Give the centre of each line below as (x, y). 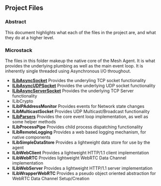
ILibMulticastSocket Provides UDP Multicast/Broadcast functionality (81, 111)
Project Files (24, 8)
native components (31, 137)
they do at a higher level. (30, 37)
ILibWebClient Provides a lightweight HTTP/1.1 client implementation (80, 152)
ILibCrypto (23, 101)
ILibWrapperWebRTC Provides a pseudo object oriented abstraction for (84, 173)
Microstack (19, 50)
